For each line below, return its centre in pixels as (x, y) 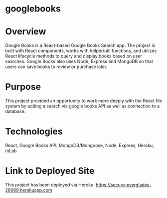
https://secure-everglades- (123, 184)
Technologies (34, 132)
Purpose (23, 87)
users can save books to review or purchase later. (56, 67)
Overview (26, 32)
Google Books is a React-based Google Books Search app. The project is (80, 45)
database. (15, 111)
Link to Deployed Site (50, 171)
